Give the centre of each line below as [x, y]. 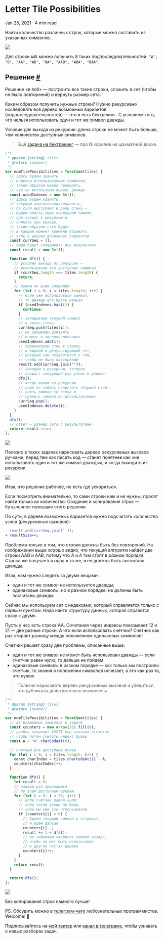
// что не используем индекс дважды [47, 190]
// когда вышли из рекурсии [47, 383]
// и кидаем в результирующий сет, [55, 351]
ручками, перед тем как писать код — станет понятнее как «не [72, 457]
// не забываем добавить [44, 332]
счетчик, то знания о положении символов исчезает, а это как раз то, [86, 671]
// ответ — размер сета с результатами [51, 424]
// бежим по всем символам [42, 286]
